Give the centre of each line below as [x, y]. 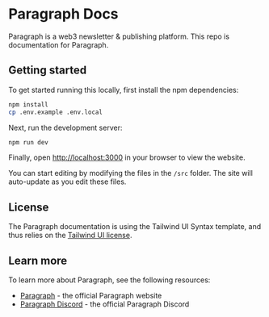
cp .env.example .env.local [56, 112]
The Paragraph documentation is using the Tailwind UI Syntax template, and [134, 227]
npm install [28, 104]
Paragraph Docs [63, 14]
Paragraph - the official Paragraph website [91, 296]
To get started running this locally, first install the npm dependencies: [124, 90]
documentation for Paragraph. [59, 44]
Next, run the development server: [65, 127]
